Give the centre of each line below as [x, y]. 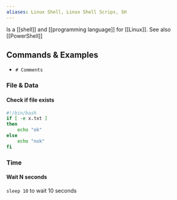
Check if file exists [31, 100]
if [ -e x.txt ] [27, 119]
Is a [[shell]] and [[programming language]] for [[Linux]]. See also [88, 29]
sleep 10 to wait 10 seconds [42, 190]
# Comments [29, 70]
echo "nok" [31, 141]
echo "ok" [30, 130]
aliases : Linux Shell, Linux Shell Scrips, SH [67, 12]
